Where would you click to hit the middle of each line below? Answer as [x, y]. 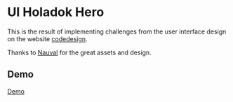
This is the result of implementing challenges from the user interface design [117, 31]
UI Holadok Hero [56, 12]
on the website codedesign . [47, 38]
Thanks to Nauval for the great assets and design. [80, 52]
